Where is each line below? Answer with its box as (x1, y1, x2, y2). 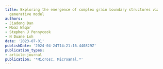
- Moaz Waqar (5, 25, 32, 30)
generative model (9, 12, 45, 17)
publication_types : (5, 48, 45, 52)
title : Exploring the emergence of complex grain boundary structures (5, 7, 151, 12)
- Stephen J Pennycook (5, 30, 51, 34)
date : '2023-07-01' (5, 39, 45, 44)
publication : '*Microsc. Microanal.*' (5, 57, 83, 62)
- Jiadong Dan (5, 20, 34, 26)
